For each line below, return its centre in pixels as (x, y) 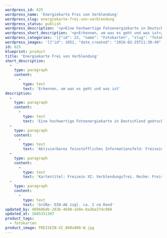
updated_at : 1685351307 (30, 214)
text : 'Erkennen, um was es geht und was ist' (72, 89)
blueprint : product (25, 51)
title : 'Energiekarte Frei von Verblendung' (52, 56)
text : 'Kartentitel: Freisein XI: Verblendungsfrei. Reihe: (86, 177)
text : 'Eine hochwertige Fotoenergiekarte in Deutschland (84, 121)
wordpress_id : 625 (24, 10)
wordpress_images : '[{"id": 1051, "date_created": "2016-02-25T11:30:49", (84, 42)
